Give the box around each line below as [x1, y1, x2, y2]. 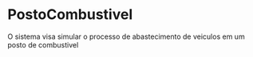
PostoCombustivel [7, 6, 133, 24]
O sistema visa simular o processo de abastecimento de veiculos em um [7, 32, 245, 41]
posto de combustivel [7, 40, 79, 49]
